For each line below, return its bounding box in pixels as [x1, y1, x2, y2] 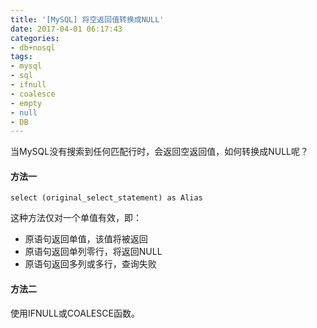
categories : [10, 33, 60, 43]
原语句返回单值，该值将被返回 [24, 233, 148, 245]
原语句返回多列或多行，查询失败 [24, 258, 157, 270]
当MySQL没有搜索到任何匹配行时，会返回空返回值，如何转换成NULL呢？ [10, 146, 309, 158]
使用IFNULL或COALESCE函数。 [10, 307, 140, 319]
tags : [10, 52, 33, 62]
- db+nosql [10, 42, 56, 53]
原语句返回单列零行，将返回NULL [24, 246, 163, 258]
